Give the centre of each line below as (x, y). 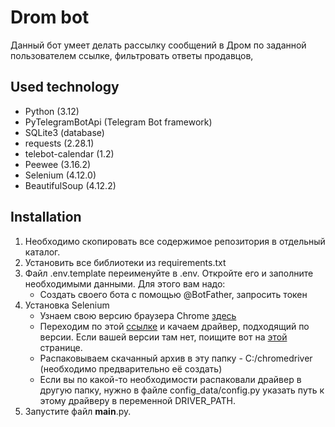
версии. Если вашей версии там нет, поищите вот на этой (163, 337)
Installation (46, 217)
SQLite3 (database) (64, 132)
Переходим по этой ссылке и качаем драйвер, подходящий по (174, 326)
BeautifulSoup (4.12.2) (70, 185)
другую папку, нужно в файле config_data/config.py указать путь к (182, 390)
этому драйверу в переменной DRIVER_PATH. (137, 400)
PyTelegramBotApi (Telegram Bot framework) (118, 122)
